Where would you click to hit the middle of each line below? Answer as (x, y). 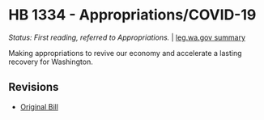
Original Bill (39, 106)
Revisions (34, 87)
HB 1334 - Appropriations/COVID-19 (132, 15)
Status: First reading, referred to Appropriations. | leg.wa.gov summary (127, 37)
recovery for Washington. (51, 62)
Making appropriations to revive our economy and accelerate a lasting (125, 53)
